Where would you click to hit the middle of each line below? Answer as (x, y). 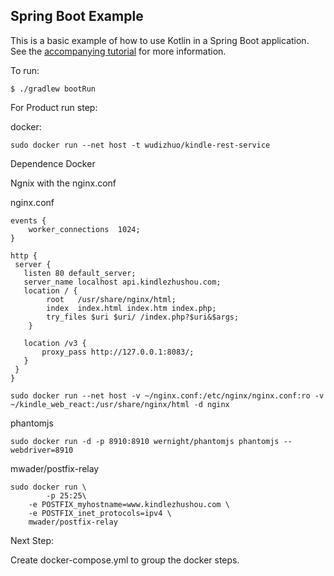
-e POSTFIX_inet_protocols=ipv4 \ (100, 513)
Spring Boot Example (77, 16)
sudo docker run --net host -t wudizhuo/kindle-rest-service (140, 145)
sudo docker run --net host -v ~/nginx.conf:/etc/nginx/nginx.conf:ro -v (167, 395)
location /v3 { (55, 343)
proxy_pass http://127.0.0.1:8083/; (118, 352)
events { (28, 220)
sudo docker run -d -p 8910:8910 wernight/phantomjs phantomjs (145, 441)
